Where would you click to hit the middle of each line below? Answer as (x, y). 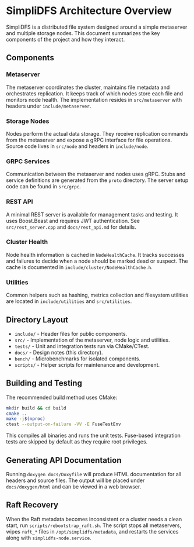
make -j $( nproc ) (26, 419)
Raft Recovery (32, 505)
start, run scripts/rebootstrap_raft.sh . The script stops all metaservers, (94, 525)
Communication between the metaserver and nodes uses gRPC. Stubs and (96, 174)
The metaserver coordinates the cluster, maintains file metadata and (88, 87)
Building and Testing (44, 383)
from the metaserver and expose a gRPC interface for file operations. (89, 140)
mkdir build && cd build (36, 408)
